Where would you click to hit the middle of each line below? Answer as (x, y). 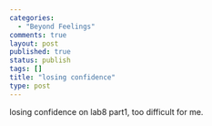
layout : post (34, 43)
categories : (32, 18)
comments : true (38, 35)
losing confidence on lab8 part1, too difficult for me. (106, 111)
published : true (40, 52)
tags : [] (26, 69)
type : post (30, 86)
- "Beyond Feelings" (56, 26)
